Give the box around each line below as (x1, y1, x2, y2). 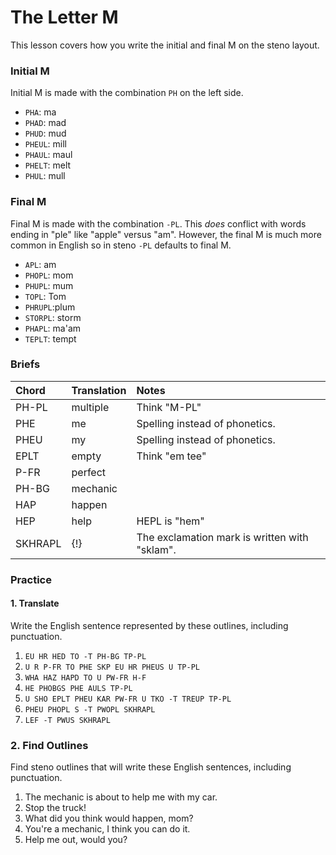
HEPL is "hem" (136, 514, 205, 528)
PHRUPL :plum (24, 301, 76, 313)
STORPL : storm (24, 311, 82, 323)
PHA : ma (24, 106, 57, 118)
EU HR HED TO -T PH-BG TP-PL (24, 651, 147, 661)
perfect (71, 465, 107, 479)
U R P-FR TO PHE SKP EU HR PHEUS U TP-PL (24, 662, 200, 672)
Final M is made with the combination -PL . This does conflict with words (10, 217, 307, 230)
